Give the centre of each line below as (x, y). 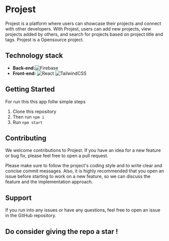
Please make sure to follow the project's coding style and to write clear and (84, 166)
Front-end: (24, 73)
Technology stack (34, 56)
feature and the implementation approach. (49, 182)
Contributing (26, 138)
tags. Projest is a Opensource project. (45, 40)
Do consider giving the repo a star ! (62, 232)
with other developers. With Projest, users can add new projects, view (78, 28)
